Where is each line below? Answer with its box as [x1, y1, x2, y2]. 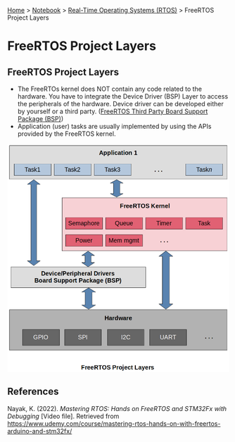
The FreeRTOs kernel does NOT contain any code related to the [17, 84, 203, 93]
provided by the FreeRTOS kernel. [17, 130, 116, 138]
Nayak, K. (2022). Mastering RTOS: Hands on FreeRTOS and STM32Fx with [7, 404, 227, 412]
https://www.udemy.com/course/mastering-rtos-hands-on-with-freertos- [7, 419, 221, 428]
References [7, 386, 59, 398]
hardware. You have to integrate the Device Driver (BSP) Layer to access [17, 92, 229, 101]
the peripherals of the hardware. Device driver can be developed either [17, 100, 224, 108]
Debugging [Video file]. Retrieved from [7, 412, 120, 420]
